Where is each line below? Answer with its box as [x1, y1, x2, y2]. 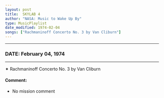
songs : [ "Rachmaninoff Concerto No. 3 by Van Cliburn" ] [5, 30, 121, 35]
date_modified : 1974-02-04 [5, 25, 60, 30]
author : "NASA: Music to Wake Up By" [5, 16, 82, 21]
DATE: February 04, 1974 [5, 50, 65, 57]
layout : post [5, 7, 32, 12]
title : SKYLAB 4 [5, 12, 41, 17]
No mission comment [12, 88, 55, 94]
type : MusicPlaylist [5, 20, 47, 26]
